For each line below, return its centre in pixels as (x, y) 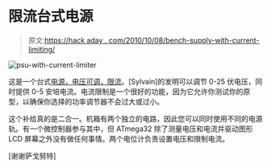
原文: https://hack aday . (67, 40)
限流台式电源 (51, 16)
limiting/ (42, 49)
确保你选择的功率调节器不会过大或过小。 (96, 101)
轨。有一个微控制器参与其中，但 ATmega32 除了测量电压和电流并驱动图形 (131, 129)
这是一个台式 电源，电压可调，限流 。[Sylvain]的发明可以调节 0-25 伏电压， (132, 81)
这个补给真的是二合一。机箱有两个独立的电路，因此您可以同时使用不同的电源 (135, 118)
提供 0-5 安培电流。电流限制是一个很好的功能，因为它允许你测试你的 (129, 91)
